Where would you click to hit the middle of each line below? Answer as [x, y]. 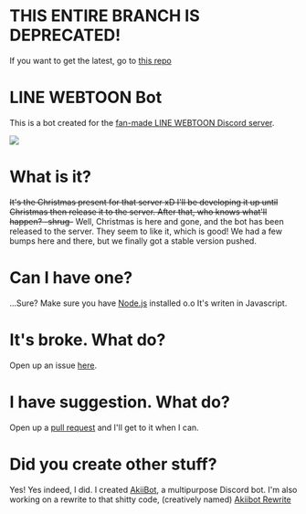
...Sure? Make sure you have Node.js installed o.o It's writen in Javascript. [148, 303]
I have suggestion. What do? [120, 402]
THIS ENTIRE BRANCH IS [105, 16]
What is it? [51, 177]
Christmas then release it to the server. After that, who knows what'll [138, 212]
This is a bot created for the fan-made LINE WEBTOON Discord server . [142, 122]
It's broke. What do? [88, 340]
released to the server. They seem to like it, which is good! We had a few [146, 231]
